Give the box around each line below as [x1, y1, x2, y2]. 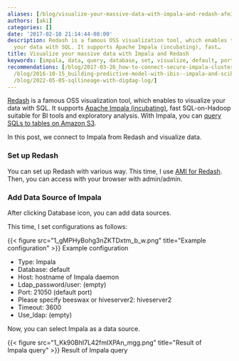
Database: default [17, 265, 70, 273]
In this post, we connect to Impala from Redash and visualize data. [7, 133, 202, 141]
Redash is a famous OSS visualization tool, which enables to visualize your [7, 96, 226, 105]
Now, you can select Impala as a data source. [7, 324, 141, 332]
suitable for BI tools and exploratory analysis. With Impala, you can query [7, 111, 222, 120]
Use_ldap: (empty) [17, 310, 73, 319]
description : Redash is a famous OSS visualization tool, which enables [7, 37, 228, 44]
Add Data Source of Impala [7, 192, 102, 202]
